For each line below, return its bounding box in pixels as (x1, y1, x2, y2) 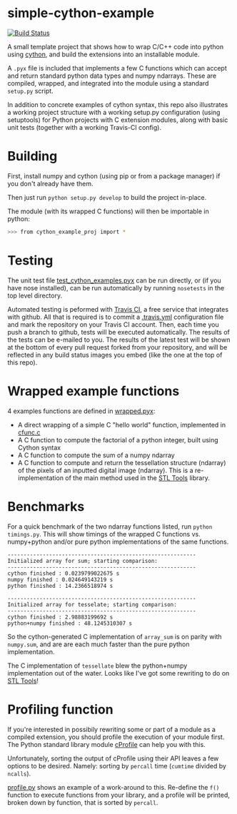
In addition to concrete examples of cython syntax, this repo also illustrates (7, 100, 228, 108)
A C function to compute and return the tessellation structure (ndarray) (17, 458, 226, 467)
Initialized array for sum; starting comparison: (7, 557, 158, 564)
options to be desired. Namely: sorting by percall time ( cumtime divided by (7, 761, 227, 770)
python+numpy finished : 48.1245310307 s (7, 619, 133, 627)
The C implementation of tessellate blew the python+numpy (7, 661, 188, 670)
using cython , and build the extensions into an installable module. (7, 50, 200, 58)
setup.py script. (7, 86, 54, 95)
